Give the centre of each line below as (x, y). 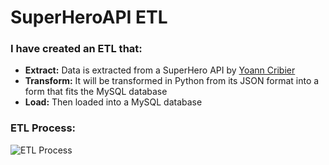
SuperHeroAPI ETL (89, 17)
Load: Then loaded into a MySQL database (113, 102)
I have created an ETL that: (76, 49)
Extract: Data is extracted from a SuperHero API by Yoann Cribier (160, 70)
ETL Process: (43, 128)
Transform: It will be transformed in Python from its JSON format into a (172, 81)
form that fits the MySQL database (96, 92)
